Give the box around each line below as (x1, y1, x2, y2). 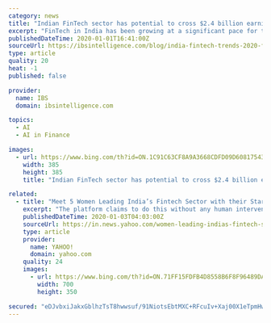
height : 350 (37, 287, 78, 296)
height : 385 (23, 168, 63, 176)
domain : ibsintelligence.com (15, 102, 114, 110)
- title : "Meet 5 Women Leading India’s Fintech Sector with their (15, 198, 248, 206)
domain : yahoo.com (29, 250, 92, 258)
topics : (8, 116, 35, 124)
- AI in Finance (15, 131, 70, 140)
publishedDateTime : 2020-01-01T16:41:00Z (8, 34, 150, 43)
